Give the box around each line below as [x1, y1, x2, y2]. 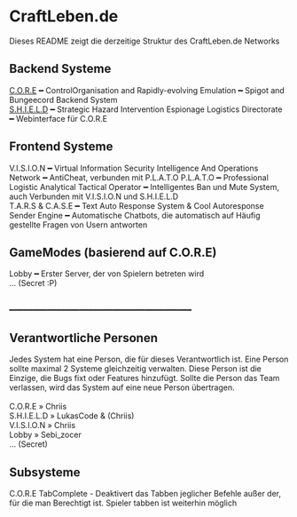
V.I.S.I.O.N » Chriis [9, 420, 76, 431]
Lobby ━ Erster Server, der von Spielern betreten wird [9, 268, 205, 279]
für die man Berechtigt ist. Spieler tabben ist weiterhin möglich [9, 497, 238, 508]
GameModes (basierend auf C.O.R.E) [9, 244, 217, 259]
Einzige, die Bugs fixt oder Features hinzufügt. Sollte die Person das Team [9, 373, 280, 384]
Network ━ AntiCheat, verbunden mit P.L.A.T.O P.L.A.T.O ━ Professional [9, 171, 269, 183]
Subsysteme [9, 465, 81, 480]
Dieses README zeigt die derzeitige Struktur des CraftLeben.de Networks [9, 36, 280, 46]
